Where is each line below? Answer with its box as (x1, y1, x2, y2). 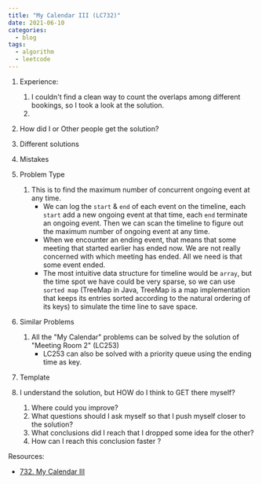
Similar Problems (19, 317, 75, 326)
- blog (15, 33, 37, 42)
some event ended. (42, 260, 106, 269)
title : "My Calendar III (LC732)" (8, 11, 122, 20)
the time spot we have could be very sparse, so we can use (42, 277, 235, 286)
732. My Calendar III (19, 467, 85, 476)
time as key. (42, 357, 82, 366)
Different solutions (19, 139, 80, 148)
